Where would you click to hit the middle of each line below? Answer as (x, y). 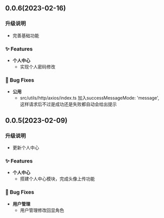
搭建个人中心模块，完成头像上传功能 (57, 179)
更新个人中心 (26, 148)
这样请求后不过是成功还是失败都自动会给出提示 (68, 104)
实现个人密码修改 (38, 66)
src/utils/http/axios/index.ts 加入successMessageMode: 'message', (90, 98)
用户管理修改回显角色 (42, 210)
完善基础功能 (26, 35)
